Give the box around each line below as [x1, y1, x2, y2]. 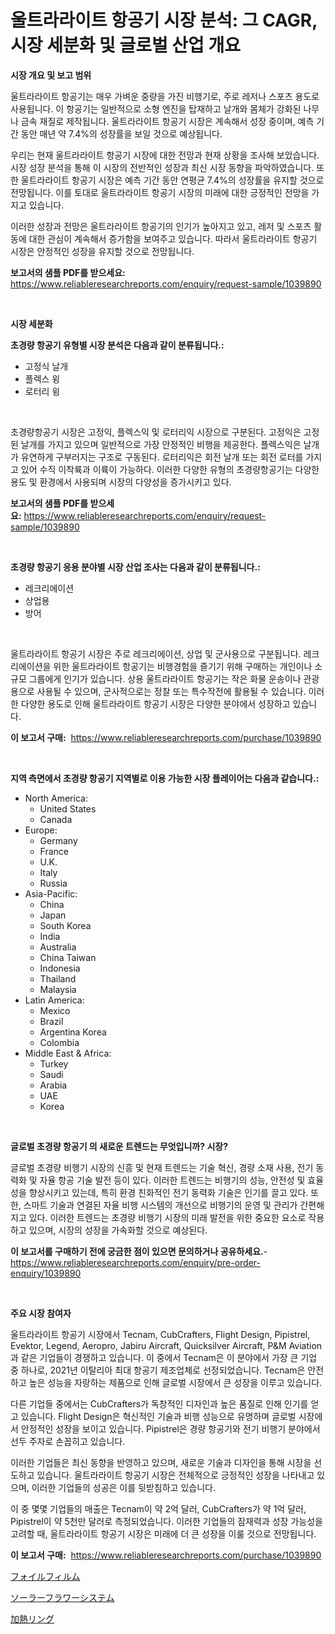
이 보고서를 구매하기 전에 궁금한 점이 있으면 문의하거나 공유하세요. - [10, 1245, 268, 1257]
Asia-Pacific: [24, 887, 78, 900]
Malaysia [39, 983, 77, 995]
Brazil [39, 1015, 64, 1027]
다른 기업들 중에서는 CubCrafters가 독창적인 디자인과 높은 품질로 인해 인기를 [10, 1397, 309, 1410]
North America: [24, 792, 88, 804]
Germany [39, 834, 78, 846]
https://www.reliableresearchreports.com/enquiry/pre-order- [10, 1256, 261, 1268]
